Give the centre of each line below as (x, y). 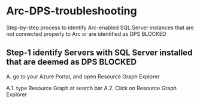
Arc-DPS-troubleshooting (72, 11)
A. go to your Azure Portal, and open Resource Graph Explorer (83, 77)
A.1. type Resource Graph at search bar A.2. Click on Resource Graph (92, 88)
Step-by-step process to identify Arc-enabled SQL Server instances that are (100, 27)
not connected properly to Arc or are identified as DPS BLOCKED (86, 33)
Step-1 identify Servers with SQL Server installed (99, 53)
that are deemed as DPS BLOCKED (71, 62)
